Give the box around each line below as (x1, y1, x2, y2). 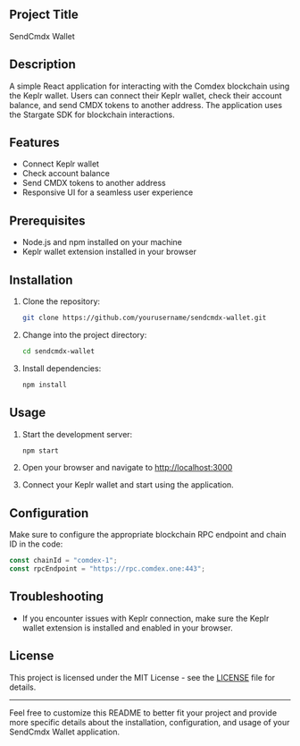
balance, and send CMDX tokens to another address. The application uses (9, 99, 283, 110)
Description (9, 57, 76, 72)
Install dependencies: (21, 362, 102, 374)
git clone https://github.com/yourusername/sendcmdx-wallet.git (21, 313, 267, 323)
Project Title (9, 7, 79, 22)
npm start (21, 446, 60, 455)
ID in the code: (9, 538, 63, 549)
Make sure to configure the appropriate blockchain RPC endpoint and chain (9, 530, 287, 540)
